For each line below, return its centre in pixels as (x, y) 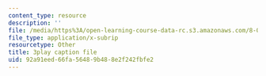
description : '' (35, 23)
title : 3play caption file (53, 52)
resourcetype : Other (42, 45)
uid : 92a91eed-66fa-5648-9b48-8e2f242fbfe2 (81, 60)
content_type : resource (47, 15)
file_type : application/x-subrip (63, 38)
